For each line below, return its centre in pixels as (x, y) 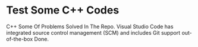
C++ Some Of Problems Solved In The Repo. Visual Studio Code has (90, 26)
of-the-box (20, 39)
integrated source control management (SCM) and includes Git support (93, 32)
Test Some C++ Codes (63, 10)
